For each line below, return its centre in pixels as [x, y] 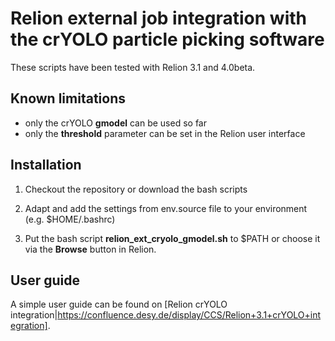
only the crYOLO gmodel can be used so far [116, 123]
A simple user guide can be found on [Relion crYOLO [119, 304]
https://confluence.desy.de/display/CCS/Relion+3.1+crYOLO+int [189, 315]
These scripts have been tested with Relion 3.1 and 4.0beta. [133, 67]
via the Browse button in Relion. [90, 249]
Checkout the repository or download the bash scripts [136, 189]
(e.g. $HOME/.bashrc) [70, 219]
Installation [46, 165]
